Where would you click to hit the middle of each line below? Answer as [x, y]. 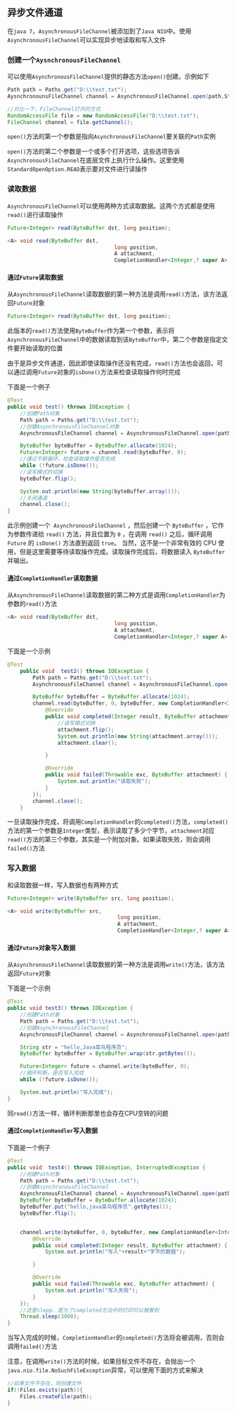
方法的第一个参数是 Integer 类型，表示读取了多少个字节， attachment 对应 [111, 831]
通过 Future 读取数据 [35, 277]
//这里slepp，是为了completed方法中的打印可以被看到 [90, 1310]
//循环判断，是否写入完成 [52, 1073]
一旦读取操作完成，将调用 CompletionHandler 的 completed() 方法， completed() [118, 822]
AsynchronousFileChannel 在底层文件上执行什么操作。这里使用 [96, 160]
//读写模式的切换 [41, 472]
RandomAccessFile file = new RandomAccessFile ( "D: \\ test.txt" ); [103, 116]
